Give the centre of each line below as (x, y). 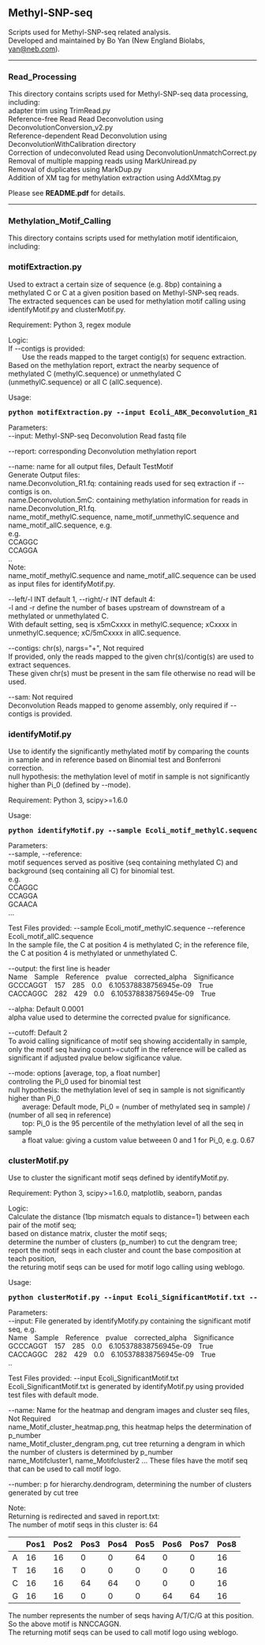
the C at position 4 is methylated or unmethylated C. (93, 953)
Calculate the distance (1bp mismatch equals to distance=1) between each (129, 1217)
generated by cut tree (43, 1493)
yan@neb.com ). (34, 49)
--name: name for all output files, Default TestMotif (91, 466)
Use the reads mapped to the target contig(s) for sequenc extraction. (134, 357)
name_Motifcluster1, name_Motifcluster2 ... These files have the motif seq (128, 1461)
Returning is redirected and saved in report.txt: (84, 1516)
